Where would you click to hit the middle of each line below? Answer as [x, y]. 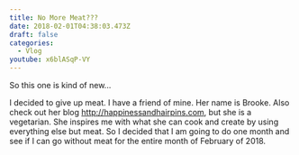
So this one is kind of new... [60, 85]
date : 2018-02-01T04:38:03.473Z [70, 26]
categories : [32, 43]
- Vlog [30, 51]
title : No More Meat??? [54, 18]
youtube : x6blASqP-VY [50, 59]
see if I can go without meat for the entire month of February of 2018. [138, 141]
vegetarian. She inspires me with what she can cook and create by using [144, 122]
